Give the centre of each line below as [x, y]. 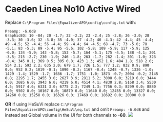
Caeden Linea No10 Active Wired [73, 9]
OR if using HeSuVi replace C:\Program [44, 104]
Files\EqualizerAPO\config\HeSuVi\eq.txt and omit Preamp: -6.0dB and [77, 109]
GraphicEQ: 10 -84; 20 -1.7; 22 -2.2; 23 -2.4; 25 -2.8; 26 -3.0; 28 [77, 35]
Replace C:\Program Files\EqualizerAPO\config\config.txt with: [71, 22]
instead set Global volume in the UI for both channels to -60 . [66, 115]
